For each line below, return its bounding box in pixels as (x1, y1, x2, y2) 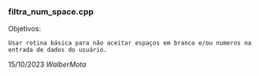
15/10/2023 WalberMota (8, 60, 87, 69)
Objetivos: (8, 24, 42, 34)
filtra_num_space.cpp (8, 6, 94, 17)
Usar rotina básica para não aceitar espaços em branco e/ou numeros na (8, 39, 252, 47)
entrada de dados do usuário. (8, 46, 108, 54)
